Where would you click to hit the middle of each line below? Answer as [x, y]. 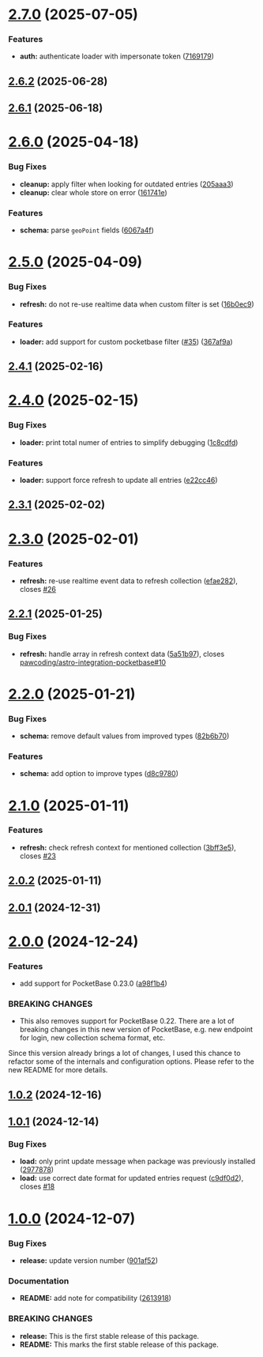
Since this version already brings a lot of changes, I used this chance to [124, 1054]
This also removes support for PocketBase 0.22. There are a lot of [127, 1021]
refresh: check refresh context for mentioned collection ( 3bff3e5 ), [128, 847]
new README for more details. [58, 1070]
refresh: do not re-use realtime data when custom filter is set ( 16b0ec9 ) [137, 304]
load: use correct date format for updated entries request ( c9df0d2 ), [131, 1178]
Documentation [39, 1280]
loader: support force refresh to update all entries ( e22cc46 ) [119, 480]
